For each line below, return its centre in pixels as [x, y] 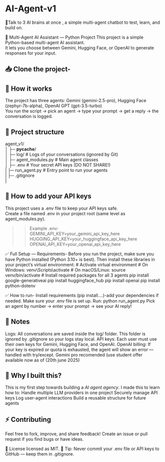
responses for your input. [31, 53]
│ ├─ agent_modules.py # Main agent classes [52, 160]
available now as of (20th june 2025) [42, 360]
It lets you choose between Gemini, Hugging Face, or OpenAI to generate [80, 48]
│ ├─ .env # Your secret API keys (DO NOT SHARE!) [58, 165]
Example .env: [44, 228]
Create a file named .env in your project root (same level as [65, 213]
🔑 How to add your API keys [48, 196]
